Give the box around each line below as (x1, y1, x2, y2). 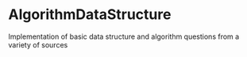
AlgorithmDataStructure (8, 6, 172, 24)
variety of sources (8, 40, 68, 49)
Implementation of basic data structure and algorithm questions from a (8, 32, 240, 41)
